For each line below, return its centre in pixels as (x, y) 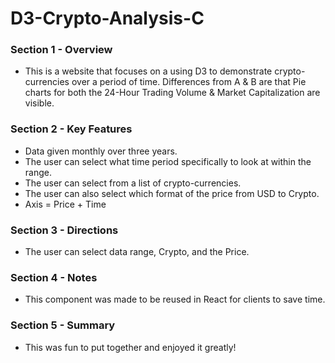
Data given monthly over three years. (101, 151)
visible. (39, 103)
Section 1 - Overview (61, 50)
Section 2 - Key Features (71, 129)
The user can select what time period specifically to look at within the (168, 161)
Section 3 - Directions (64, 230)
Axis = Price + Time (65, 204)
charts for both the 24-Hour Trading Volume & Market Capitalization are (172, 93)
